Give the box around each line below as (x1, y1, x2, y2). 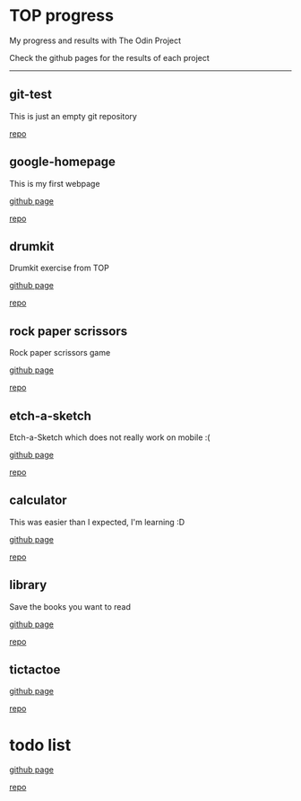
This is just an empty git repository (9, 110, 137, 121)
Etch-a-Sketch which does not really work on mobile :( (9, 432, 211, 443)
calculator (9, 493, 67, 508)
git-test (9, 87, 52, 102)
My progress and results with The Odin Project (9, 35, 182, 46)
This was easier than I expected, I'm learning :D (9, 516, 185, 527)
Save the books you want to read (9, 601, 132, 612)
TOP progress (9, 5, 115, 26)
